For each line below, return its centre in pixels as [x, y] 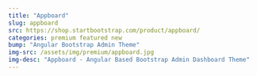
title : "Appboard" [38, 15]
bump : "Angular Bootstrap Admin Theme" [74, 45]
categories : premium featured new [65, 38]
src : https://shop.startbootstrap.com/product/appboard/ [104, 30]
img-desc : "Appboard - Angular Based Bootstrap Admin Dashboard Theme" [129, 60]
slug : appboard [33, 23]
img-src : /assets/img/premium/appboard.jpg [81, 52]
